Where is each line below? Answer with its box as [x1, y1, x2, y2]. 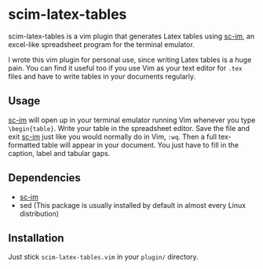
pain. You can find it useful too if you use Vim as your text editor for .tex [8, 63, 243, 72]
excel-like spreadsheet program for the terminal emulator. [8, 39, 195, 49]
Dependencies [8, 171, 81, 185]
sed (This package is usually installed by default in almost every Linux [19, 200, 246, 209]
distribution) [19, 209, 60, 218]
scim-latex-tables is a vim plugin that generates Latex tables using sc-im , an [8, 31, 255, 41]
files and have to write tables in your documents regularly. [8, 71, 196, 81]
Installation [8, 231, 64, 245]
